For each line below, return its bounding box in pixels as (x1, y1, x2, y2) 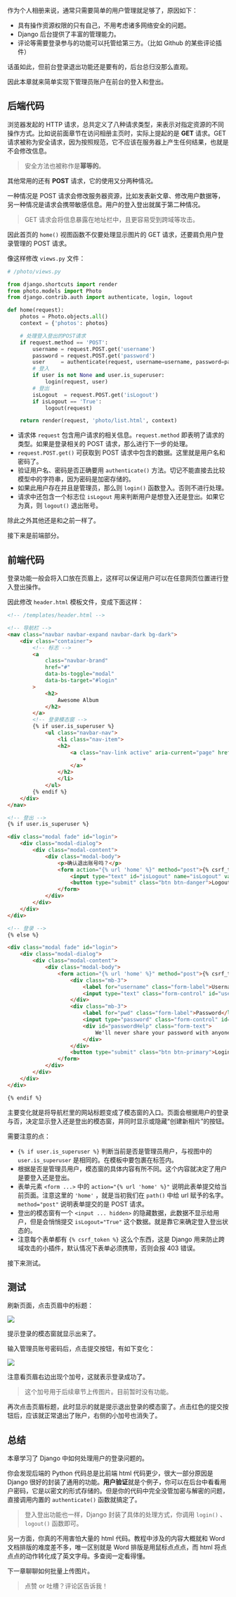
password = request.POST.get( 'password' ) (32, 352, 156, 359)
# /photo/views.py (7, 268, 61, 275)
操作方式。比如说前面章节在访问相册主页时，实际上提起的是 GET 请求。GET (7, 129, 227, 137)
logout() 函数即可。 (24, 1519, 83, 1528)
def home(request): (7, 307, 65, 314)
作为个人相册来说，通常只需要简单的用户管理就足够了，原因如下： (7, 6, 198, 14)
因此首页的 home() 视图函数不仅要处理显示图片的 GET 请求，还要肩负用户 (7, 230, 218, 238)
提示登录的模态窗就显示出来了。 (7, 1329, 100, 1338)
